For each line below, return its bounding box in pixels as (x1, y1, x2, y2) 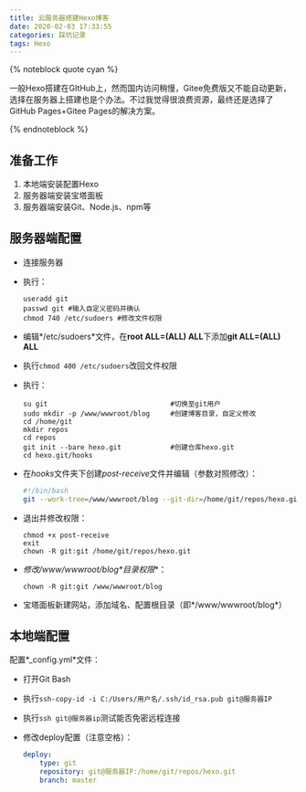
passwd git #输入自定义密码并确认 (22, 303, 141, 313)
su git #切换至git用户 (22, 399, 221, 408)
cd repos (22, 433, 57, 442)
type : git (39, 759, 77, 768)
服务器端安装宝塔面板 (22, 190, 103, 201)
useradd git (22, 294, 69, 303)
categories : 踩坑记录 (9, 30, 87, 39)
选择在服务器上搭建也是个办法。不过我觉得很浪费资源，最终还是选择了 (9, 94, 274, 105)
